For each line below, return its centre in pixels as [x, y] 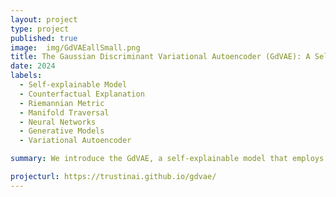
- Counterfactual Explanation [82, 94]
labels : [26, 76]
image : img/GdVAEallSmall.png [75, 47]
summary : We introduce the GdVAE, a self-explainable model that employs [167, 159]
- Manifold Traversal [64, 112]
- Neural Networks [58, 122]
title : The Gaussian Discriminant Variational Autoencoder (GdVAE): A [160, 57]
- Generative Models [62, 131]
